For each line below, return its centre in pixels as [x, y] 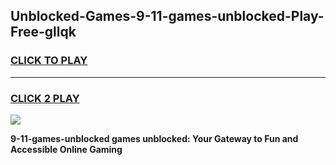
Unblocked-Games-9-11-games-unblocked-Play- [167, 16]
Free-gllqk [43, 32]
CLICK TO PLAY [49, 61]
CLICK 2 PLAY [45, 98]
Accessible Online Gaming [66, 149]
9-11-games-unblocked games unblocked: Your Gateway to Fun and [154, 138]
